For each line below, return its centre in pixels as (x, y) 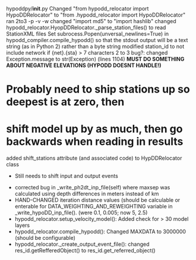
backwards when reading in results (95, 142)
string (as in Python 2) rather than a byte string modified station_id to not (95, 46)
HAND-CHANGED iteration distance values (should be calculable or (97, 200)
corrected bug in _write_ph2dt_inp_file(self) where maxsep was (92, 188)
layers (22, 226)
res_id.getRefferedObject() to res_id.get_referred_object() (85, 251)
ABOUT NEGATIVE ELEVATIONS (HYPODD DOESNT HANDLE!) (84, 65)
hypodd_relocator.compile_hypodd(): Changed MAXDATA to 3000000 (100, 232)
